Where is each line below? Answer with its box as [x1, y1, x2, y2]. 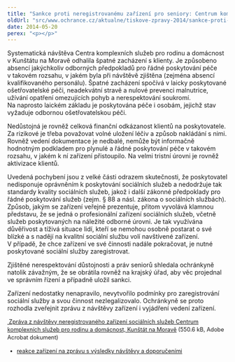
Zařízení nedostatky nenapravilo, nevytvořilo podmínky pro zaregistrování [7, 289, 220, 298]
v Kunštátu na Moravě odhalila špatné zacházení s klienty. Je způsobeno [7, 57, 217, 65]
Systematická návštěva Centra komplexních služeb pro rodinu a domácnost [7, 49, 225, 57]
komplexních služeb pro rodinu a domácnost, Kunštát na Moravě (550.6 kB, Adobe [7, 326, 225, 333]
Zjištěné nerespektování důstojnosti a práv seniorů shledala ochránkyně [7, 260, 215, 270]
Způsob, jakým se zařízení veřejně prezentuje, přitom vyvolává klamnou [7, 202, 214, 211]
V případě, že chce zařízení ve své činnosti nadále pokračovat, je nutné [7, 239, 213, 249]
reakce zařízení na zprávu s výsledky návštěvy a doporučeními [16, 347, 183, 354]
